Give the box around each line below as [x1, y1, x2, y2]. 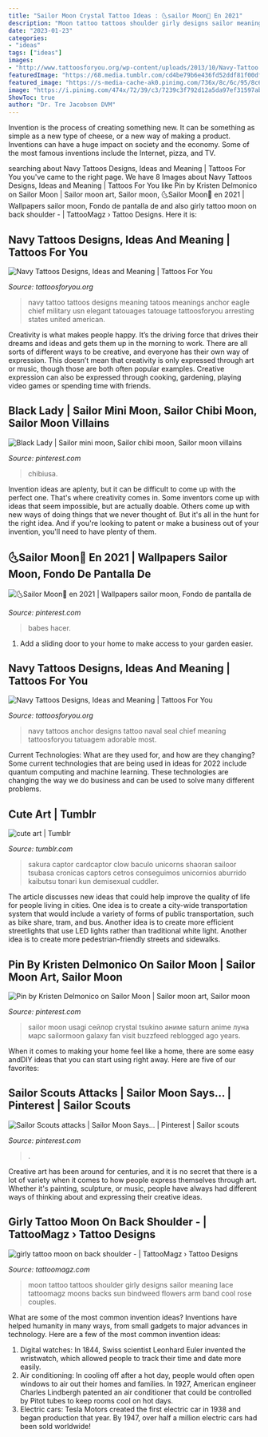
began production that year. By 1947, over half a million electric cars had [19, 1412, 258, 1423]
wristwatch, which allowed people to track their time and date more [19, 1353, 242, 1363]
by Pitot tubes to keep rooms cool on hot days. [19, 1395, 174, 1405]
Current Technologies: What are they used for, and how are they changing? [8, 750, 255, 760]
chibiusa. [27, 468, 58, 478]
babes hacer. [27, 623, 72, 632]
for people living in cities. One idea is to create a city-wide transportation [8, 901, 248, 910]
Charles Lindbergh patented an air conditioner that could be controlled [19, 1387, 252, 1397]
